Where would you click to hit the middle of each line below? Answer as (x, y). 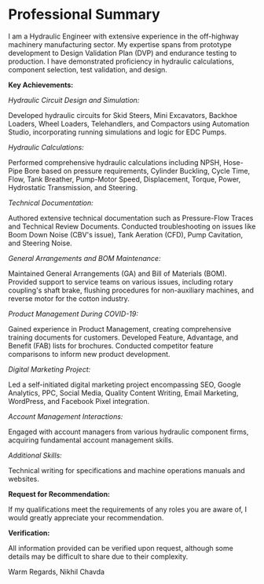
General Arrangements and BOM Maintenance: (84, 258)
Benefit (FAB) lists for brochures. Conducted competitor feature (111, 345)
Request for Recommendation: (59, 494)
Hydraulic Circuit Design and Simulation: (74, 100)
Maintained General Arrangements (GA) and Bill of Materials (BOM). (117, 274)
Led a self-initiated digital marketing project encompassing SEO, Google (125, 384)
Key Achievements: (41, 85)
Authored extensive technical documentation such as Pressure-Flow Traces (131, 218)
